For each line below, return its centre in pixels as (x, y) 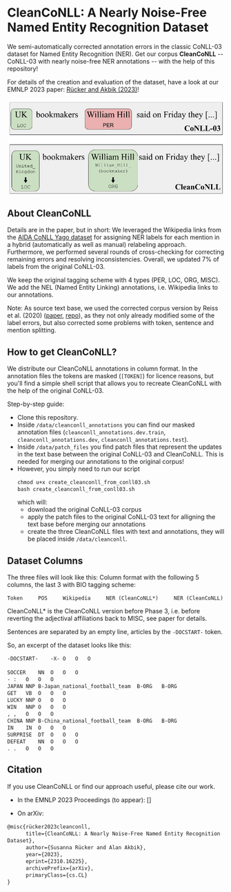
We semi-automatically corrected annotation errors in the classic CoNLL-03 (114, 46)
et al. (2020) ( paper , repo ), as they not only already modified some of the (111, 315)
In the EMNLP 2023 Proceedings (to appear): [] (84, 799)
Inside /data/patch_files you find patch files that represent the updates (119, 447)
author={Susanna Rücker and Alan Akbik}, (86, 847)
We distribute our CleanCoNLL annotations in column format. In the (102, 369)
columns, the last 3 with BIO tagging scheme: (72, 585)
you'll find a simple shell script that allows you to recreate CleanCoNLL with (114, 383)
